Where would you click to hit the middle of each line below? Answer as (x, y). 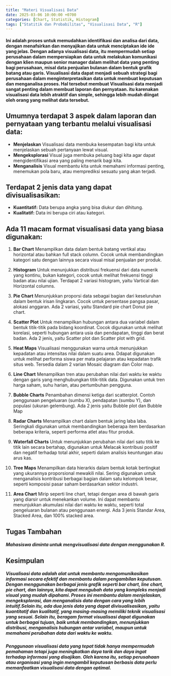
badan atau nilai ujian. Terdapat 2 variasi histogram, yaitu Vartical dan (86, 281)
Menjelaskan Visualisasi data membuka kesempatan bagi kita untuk (84, 144)
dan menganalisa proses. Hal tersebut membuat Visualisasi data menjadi (84, 84)
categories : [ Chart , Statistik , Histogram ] (53, 19)
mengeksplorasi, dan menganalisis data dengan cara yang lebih (75, 601)
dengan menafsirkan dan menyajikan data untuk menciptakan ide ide (80, 46)
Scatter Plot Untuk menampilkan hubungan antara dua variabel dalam (86, 322)
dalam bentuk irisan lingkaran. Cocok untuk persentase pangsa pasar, (86, 302)
